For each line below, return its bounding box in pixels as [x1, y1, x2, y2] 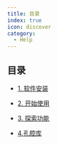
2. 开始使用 [17, 99, 50, 107]
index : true [7, 17, 42, 24]
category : [7, 30, 36, 37]
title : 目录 [7, 10, 40, 18]
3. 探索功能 [17, 114, 50, 122]
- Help [13, 37, 33, 44]
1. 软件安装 [17, 84, 49, 92]
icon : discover [7, 23, 52, 30]
